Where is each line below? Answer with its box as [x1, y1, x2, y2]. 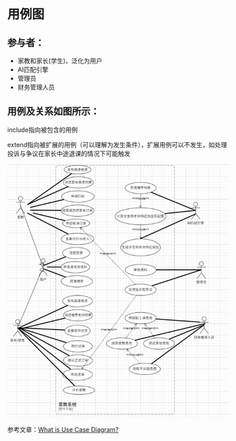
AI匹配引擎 [17, 65, 49, 74]
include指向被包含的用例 [7, 125, 79, 134]
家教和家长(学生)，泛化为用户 [17, 57, 103, 65]
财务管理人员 [17, 83, 55, 91]
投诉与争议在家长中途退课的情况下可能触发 [7, 149, 131, 158]
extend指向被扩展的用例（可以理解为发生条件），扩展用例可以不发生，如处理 [7, 140, 228, 148]
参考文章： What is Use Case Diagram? [7, 426, 119, 434]
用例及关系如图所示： [7, 106, 100, 117]
